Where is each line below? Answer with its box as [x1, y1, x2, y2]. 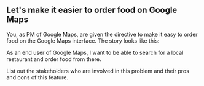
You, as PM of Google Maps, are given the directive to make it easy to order [6, 30, 198, 38]
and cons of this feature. [6, 73, 69, 81]
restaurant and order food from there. [6, 55, 101, 63]
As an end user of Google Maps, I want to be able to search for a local [6, 49, 184, 56]
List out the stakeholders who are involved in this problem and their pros [6, 67, 189, 74]
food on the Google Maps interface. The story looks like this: [6, 37, 160, 45]
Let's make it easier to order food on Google [6, 5, 178, 15]
